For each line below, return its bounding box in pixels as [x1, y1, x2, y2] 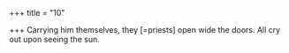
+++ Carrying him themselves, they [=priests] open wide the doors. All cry [9, 25, 281, 34]
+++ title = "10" [9, 8, 65, 18]
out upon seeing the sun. [9, 34, 100, 44]
